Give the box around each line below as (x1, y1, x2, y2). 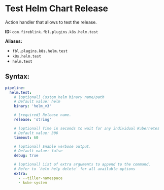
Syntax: (5, 72, 30, 81)
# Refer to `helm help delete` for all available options (14, 166, 135, 171)
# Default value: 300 (14, 131, 58, 136)
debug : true (14, 153, 38, 158)
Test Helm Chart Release (5, 3, 108, 14)
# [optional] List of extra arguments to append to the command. (14, 162, 151, 167)
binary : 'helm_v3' (14, 104, 52, 109)
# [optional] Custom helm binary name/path (14, 94, 105, 100)
